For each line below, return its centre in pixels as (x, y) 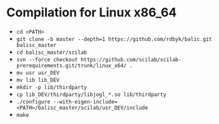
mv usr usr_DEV (38, 73)
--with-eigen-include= (85, 102)
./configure (33, 102)
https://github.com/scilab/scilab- (131, 59)
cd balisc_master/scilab (52, 52)
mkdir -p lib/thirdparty (52, 87)
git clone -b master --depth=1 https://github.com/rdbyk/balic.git (114, 39)
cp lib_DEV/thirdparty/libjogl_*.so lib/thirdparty (91, 94)
